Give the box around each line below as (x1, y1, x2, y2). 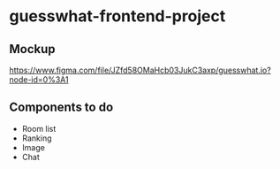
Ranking (21, 133, 52, 143)
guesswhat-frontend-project (9, 6, 226, 27)
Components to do (9, 100, 114, 115)
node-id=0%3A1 (9, 74, 69, 85)
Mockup (9, 42, 56, 57)
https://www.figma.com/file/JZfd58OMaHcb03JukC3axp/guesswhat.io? (9, 65, 271, 75)
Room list (21, 123, 57, 134)
